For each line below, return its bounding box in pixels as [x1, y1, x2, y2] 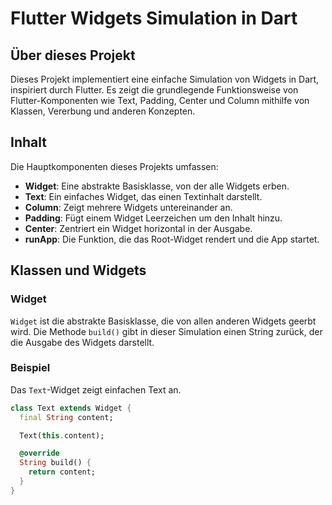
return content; [28, 467, 97, 477]
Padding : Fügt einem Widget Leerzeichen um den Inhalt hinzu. [24, 212, 283, 224]
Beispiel [10, 361, 51, 375]
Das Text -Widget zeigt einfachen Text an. [10, 383, 182, 396]
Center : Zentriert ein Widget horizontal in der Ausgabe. [24, 222, 253, 234]
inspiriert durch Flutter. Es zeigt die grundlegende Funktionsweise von [10, 84, 299, 96]
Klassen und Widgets [10, 262, 147, 279]
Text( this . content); [19, 430, 105, 441]
